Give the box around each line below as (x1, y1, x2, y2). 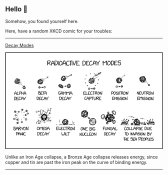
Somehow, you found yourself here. (5, 18, 79, 24)
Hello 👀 (5, 5, 28, 13)
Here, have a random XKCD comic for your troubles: (5, 28, 112, 34)
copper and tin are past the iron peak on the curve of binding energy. (5, 159, 147, 165)
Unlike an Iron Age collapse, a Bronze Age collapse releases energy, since (5, 154, 158, 160)
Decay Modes (5, 42, 34, 48)
